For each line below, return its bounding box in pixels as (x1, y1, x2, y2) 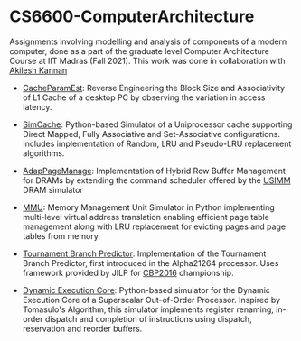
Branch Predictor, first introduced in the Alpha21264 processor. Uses (22, 257, 279, 268)
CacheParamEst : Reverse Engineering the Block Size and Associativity (22, 82, 286, 93)
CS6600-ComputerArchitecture (9, 6, 255, 27)
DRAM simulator (22, 184, 83, 195)
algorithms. (22, 147, 65, 159)
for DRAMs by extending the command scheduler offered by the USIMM (22, 174, 291, 186)
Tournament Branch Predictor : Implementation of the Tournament (22, 248, 267, 259)
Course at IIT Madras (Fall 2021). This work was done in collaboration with (9, 55, 287, 66)
